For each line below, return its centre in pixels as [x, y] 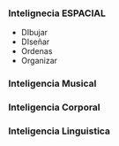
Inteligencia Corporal [54, 107]
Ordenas [37, 51]
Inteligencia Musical [52, 84]
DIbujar [34, 33]
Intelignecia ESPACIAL [57, 13]
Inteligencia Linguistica [59, 131]
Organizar [39, 61]
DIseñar [35, 42]
